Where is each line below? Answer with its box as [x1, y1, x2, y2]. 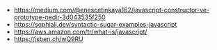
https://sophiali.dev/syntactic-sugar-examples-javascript [13, 21, 177, 28]
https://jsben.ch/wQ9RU [13, 35, 83, 43]
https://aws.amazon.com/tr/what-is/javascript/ [13, 27, 147, 36]
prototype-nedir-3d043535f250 [13, 13, 106, 21]
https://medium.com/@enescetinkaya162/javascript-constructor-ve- [13, 6, 210, 14]
